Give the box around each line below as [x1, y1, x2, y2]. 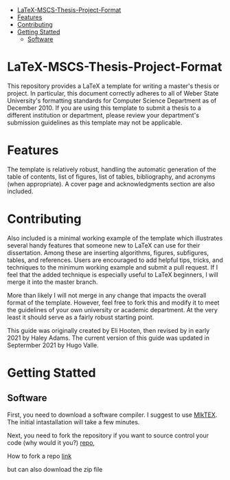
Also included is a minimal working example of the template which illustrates [7, 234, 223, 242]
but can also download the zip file [7, 465, 103, 473]
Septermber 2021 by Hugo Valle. [7, 340, 100, 349]
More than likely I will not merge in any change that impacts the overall [7, 291, 207, 299]
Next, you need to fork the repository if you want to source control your [7, 431, 209, 439]
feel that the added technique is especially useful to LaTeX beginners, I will [7, 270, 218, 279]
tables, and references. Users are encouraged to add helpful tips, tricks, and [7, 256, 223, 264]
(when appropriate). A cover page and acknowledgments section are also [7, 179, 215, 188]
